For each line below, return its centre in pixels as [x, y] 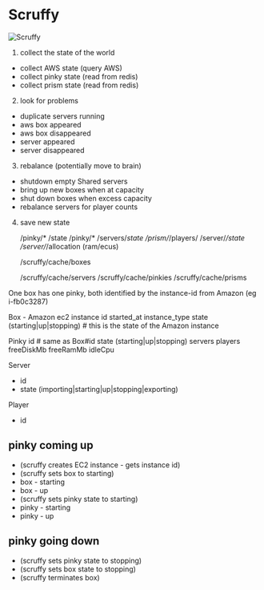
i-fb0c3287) [28, 301]
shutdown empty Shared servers [74, 181]
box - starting [42, 482]
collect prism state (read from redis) [79, 85]
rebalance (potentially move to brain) [80, 165]
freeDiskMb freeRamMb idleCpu [61, 350]
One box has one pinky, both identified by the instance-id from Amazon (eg [132, 293]
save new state [45, 222]
